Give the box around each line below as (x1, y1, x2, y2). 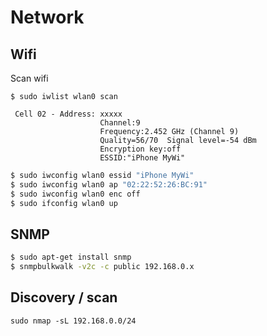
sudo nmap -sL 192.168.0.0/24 (10, 316, 137, 326)
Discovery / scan (10, 289, 118, 306)
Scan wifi (10, 72, 49, 84)
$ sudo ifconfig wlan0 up (10, 198, 118, 208)
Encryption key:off (99, 144, 182, 154)
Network (10, 6, 85, 29)
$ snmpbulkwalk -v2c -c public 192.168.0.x (10, 262, 195, 272)
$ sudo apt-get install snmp (10, 252, 132, 263)
